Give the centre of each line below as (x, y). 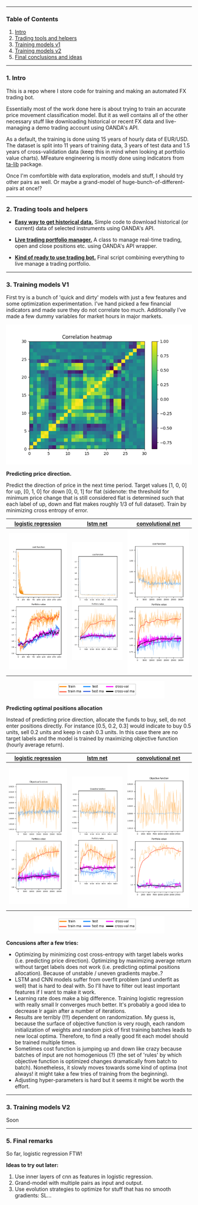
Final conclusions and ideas (48, 57)
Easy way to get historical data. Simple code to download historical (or (101, 222)
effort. (22, 1086)
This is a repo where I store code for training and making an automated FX (96, 91)
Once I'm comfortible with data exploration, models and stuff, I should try (95, 176)
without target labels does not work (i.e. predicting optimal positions (97, 967)
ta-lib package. (24, 164)
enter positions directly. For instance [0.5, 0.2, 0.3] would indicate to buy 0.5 (99, 726)
